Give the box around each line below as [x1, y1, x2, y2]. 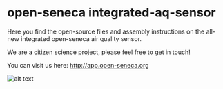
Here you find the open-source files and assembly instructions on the [7, 27, 205, 36]
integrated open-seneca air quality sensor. [20, 34, 142, 42]
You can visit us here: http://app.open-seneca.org [7, 61, 150, 69]
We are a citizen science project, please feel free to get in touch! [7, 48, 191, 56]
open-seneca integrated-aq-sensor [7, 5, 216, 21]
